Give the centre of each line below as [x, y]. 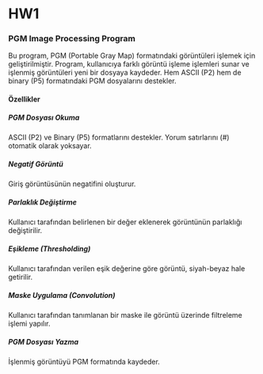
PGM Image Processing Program [72, 39]
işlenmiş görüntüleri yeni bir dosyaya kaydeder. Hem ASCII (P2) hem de [125, 73]
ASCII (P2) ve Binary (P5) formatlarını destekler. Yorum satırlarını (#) [119, 137]
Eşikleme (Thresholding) [50, 248]
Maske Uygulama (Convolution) [62, 295]
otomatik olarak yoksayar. [50, 146]
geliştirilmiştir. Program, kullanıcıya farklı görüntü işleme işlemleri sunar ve [129, 64]
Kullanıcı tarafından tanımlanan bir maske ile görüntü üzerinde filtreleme [126, 315]
